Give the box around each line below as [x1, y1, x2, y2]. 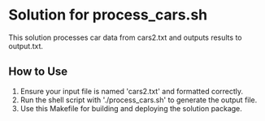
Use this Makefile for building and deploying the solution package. [20, 103, 242, 113]
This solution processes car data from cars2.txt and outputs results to [8, 32, 242, 42]
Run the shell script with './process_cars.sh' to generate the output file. [20, 95, 258, 105]
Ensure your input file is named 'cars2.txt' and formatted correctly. [20, 86, 244, 96]
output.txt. [8, 41, 43, 50]
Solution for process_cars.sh [8, 6, 208, 24]
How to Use [8, 65, 68, 79]
